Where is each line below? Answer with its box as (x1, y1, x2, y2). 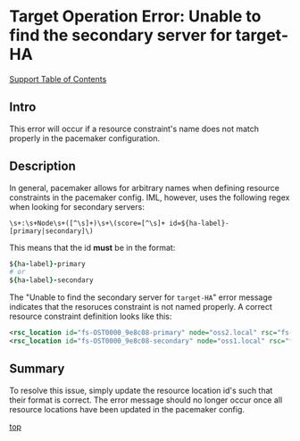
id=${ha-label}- (169, 219, 229, 228)
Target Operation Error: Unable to (9, 6, 262, 27)
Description (9, 159, 76, 174)
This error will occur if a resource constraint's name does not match (9, 123, 259, 134)
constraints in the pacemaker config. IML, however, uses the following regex (9, 192, 290, 203)
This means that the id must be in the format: (9, 242, 176, 253)
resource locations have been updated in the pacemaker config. (9, 404, 246, 414)
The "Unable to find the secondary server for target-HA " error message (9, 292, 272, 303)
